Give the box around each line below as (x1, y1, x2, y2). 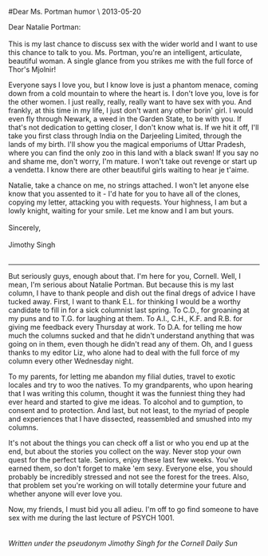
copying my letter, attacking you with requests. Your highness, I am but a (8, 197, 247, 207)
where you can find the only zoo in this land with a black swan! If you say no (8, 148, 259, 157)
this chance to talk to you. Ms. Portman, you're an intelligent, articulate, (8, 48, 242, 57)
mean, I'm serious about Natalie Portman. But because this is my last (8, 280, 235, 289)
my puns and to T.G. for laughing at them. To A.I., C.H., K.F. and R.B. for (8, 314, 243, 323)
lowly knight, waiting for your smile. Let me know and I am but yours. (8, 206, 235, 215)
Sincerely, (8, 223, 41, 232)
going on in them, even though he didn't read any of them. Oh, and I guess (8, 340, 254, 348)
